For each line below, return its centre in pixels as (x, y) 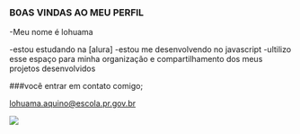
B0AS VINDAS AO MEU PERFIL (77, 13)
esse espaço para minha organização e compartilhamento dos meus (136, 59)
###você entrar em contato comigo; (76, 86)
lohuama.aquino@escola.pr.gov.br (73, 103)
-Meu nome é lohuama (51, 32)
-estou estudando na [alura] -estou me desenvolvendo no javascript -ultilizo (150, 49)
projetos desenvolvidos (53, 68)
